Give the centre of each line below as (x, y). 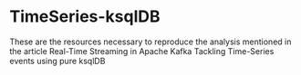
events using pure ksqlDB (57, 61)
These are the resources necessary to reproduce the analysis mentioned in (150, 42)
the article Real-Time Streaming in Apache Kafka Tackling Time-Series (142, 51)
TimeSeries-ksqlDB (85, 17)
